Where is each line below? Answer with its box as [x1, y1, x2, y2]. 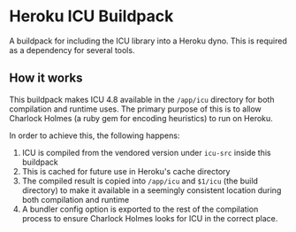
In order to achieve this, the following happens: [9, 130, 180, 141]
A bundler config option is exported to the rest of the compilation [21, 204, 259, 214]
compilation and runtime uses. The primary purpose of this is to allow [9, 104, 262, 114]
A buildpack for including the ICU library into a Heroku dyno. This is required [9, 35, 287, 46]
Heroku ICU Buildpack [9, 6, 174, 27]
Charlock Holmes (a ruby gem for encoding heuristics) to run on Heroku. [9, 112, 274, 123]
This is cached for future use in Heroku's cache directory [21, 166, 231, 176]
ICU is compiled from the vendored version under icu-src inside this [21, 147, 271, 158]
